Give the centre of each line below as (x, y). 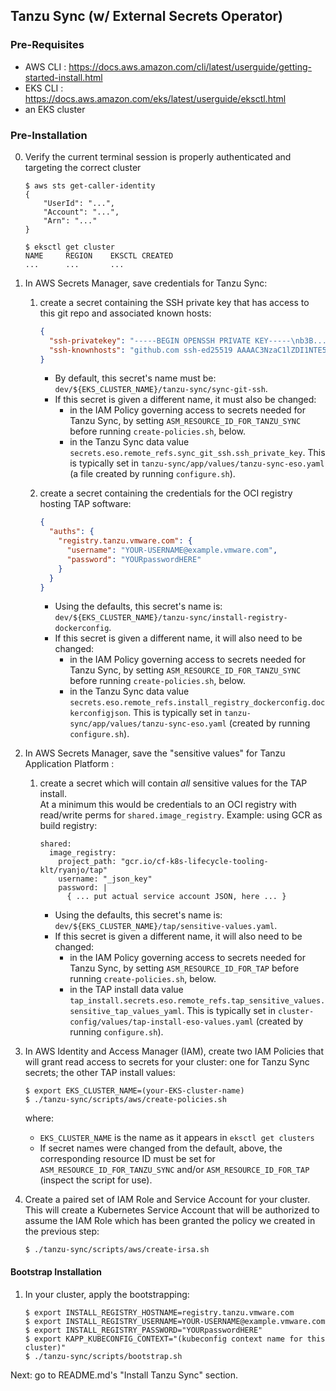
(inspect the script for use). (96, 1180)
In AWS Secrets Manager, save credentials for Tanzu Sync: (146, 283)
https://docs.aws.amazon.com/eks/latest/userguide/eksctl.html (155, 98)
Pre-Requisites (47, 45)
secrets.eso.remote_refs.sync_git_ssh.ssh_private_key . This (197, 453)
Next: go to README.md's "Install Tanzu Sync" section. (124, 1375)
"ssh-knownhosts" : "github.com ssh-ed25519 (140, 350)
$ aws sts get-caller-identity (90, 185)
